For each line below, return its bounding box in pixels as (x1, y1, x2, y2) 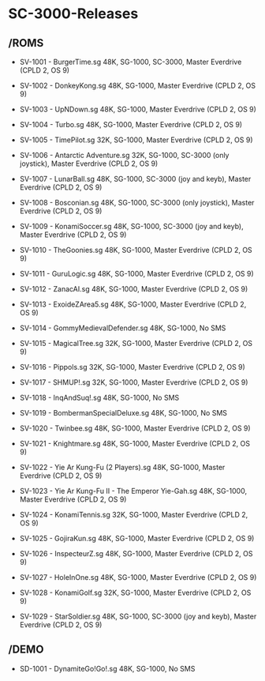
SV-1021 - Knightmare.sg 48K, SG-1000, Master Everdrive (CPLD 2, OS (19, 439, 251, 448)
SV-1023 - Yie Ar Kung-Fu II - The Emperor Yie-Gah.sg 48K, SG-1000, (19, 487, 247, 495)
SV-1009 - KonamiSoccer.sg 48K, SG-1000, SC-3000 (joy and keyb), (19, 222, 244, 231)
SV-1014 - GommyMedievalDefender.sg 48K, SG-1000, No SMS (19, 323, 226, 333)
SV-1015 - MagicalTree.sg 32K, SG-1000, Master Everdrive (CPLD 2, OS (19, 339, 253, 348)
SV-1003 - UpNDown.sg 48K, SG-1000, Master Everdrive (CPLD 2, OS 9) (19, 104, 256, 114)
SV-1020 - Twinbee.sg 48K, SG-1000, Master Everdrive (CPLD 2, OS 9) (19, 423, 251, 433)
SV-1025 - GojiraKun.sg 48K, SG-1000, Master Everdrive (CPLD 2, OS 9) (19, 534, 255, 543)
